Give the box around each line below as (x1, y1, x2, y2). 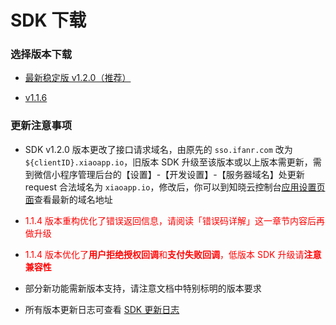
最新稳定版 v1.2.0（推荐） (24, 72, 132, 84)
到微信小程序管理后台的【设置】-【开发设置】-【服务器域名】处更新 (24, 168, 305, 180)
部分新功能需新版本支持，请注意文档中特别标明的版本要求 (24, 282, 262, 294)
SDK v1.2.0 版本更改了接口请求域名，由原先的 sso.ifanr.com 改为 (24, 143, 293, 155)
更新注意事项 (10, 119, 73, 133)
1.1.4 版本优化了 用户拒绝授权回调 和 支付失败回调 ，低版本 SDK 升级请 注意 (24, 248, 322, 260)
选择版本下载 (10, 47, 73, 61)
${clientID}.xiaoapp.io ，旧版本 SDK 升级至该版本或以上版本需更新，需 (24, 156, 322, 168)
